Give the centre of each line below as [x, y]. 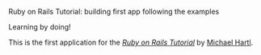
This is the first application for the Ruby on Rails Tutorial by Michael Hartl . [131, 42]
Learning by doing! [40, 27]
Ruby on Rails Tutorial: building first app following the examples [114, 12]
